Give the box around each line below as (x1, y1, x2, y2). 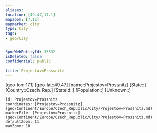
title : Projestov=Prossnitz (5, 68, 65, 73)
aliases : (5, 7, 24, 13)
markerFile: (5, 110, 30, 116)
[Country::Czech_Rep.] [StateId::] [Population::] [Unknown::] (5, 87, 131, 93)
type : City (5, 26, 28, 31)
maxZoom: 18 (5, 124, 30, 129)
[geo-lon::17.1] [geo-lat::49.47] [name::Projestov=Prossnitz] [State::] (5, 82, 146, 88)
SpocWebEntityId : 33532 (5, 49, 56, 54)
